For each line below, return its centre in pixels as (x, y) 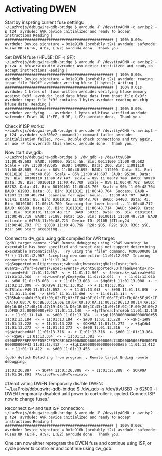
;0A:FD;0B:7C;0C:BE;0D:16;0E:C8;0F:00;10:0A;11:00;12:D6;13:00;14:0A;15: (81, 302)
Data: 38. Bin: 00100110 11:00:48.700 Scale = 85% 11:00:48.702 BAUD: (80, 182)
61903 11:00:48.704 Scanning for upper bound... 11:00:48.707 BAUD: (78, 195)
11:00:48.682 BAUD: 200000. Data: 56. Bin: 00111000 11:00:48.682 (75, 161)
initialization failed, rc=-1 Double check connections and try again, (79, 139)
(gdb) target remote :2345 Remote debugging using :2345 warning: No (77, 243)
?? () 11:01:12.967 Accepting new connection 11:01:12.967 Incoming (78, 256)
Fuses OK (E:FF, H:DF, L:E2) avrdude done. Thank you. (63, 48)
